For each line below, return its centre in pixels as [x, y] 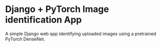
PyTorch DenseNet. [25, 39]
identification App [43, 20]
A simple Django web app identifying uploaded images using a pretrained [81, 33]
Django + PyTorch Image [57, 9]
